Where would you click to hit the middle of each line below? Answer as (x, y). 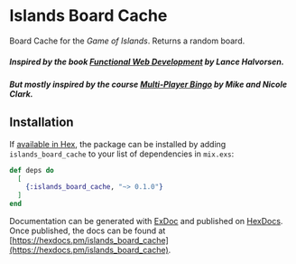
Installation (42, 123)
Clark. (21, 94)
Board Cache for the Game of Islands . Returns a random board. (127, 41)
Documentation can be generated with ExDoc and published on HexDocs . (146, 222)
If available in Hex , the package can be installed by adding (118, 144)
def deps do (32, 170)
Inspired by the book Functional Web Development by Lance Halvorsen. (147, 61)
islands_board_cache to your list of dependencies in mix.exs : (122, 154)
